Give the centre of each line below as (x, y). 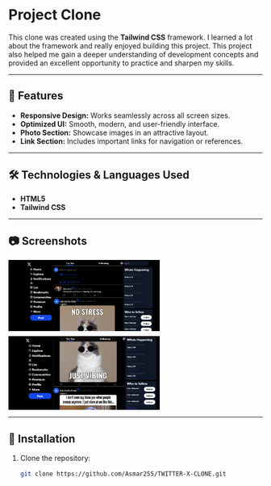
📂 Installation (42, 439)
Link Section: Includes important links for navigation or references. (131, 141)
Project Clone (55, 15)
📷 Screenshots (48, 241)
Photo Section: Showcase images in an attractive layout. (114, 132)
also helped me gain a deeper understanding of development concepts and (133, 54)
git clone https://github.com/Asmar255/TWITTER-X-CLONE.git (123, 474)
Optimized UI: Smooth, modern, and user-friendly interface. (120, 124)
